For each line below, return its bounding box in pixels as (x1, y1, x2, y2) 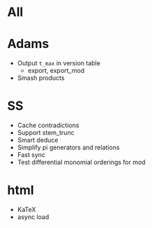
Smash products (17, 74, 65, 82)
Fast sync (17, 151, 46, 159)
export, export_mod (27, 67, 85, 75)
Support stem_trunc (17, 129, 75, 137)
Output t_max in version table (17, 59, 101, 67)
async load (17, 213, 50, 221)
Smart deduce (17, 136, 59, 145)
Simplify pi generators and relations (17, 143, 120, 152)
